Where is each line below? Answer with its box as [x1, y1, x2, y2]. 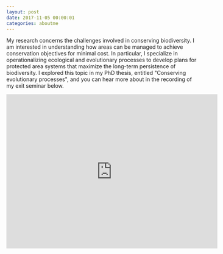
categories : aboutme [6, 20, 59, 26]
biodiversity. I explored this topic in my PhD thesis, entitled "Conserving [6, 69, 186, 77]
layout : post [6, 9, 40, 15]
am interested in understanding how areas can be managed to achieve [6, 43, 183, 51]
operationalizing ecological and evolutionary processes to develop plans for [6, 56, 197, 64]
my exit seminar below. [6, 82, 64, 90]
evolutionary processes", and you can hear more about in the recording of [6, 76, 192, 83]
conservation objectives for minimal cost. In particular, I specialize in [6, 50, 179, 57]
